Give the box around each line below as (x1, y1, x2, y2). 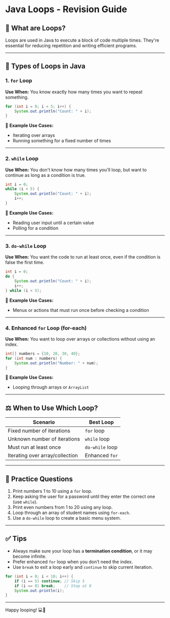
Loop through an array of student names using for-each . (12, 510, 131, 516)
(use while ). (12, 499, 38, 505)
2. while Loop (5, 155, 39, 162)
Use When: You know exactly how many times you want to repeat (5, 89, 143, 95)
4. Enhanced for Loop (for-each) (5, 324, 87, 332)
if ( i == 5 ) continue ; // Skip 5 (14, 578, 85, 584)
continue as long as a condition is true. (5, 172, 86, 178)
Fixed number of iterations (8, 427, 71, 434)
